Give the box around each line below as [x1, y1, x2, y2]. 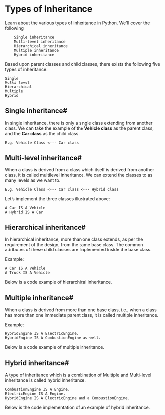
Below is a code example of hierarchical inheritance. [5, 279, 112, 285]
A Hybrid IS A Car [5, 210, 43, 215]
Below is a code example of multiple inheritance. [5, 344, 105, 350]
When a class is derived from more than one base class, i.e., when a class [5, 307, 157, 313]
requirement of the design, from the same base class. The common [5, 242, 143, 248]
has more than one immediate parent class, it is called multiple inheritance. [5, 312, 159, 318]
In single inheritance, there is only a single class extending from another [5, 120, 153, 126]
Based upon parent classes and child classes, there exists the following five [5, 61, 160, 67]
